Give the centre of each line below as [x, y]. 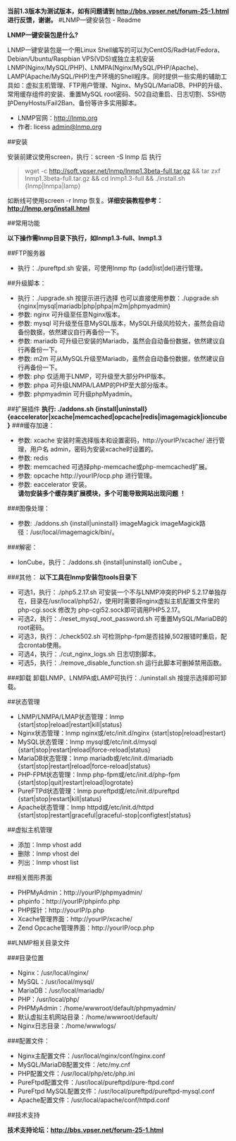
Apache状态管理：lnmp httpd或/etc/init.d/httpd [86, 807]
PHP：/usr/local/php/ [48, 999]
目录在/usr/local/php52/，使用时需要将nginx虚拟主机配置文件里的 [125, 601]
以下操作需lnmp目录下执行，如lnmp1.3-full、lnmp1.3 [85, 238]
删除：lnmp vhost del [48, 853]
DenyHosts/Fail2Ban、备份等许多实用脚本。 [77, 103]
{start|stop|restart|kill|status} [60, 799]
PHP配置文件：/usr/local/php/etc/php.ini [76, 1074]
